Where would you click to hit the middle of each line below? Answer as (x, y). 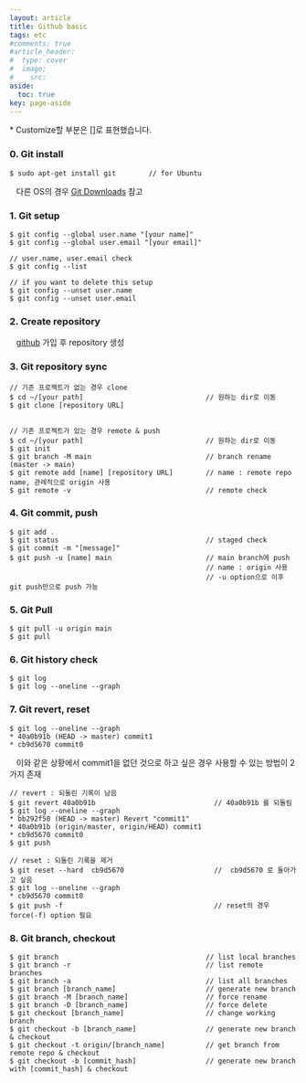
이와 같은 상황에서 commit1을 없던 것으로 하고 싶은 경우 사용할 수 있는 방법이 (152, 762)
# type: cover (38, 60)
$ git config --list (49, 266)
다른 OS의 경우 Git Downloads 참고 (79, 191)
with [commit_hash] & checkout (69, 1069)
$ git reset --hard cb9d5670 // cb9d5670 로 (142, 870)
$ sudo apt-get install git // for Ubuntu (106, 173)
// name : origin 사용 (247, 568)
